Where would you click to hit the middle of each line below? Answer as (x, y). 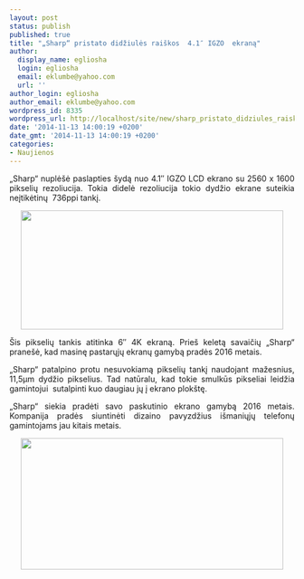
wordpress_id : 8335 (46, 111)
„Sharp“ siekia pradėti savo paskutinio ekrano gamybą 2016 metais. (152, 406)
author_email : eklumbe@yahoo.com (72, 102)
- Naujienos (32, 152)
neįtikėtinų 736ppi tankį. (55, 198)
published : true (40, 34)
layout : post (34, 18)
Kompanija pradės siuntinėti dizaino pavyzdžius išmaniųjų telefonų (152, 415)
